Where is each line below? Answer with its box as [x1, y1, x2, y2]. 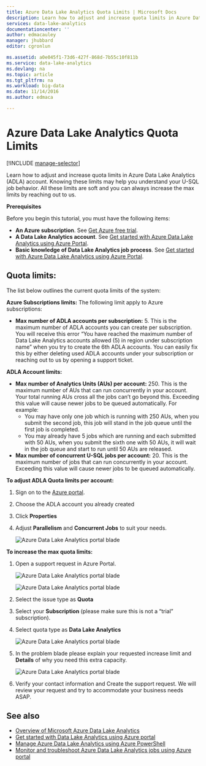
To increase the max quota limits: [6, 547, 93, 555]
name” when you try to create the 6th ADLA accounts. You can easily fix [15, 343, 198, 350]
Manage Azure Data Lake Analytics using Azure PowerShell [15, 740, 166, 748]
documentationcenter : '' [6, 26, 70, 33]
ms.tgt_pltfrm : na [6, 77, 53, 83]
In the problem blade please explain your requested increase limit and [15, 649, 192, 657]
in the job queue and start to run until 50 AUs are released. [24, 445, 173, 452]
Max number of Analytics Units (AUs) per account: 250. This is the [15, 380, 188, 387]
